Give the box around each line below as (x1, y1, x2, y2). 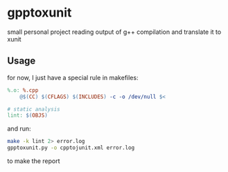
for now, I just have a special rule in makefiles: (7, 73, 139, 82)
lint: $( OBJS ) (7, 112, 49, 119)
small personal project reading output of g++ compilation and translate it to (7, 28, 222, 36)
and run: (7, 124, 31, 133)
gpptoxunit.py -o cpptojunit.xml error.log (7, 144, 135, 151)
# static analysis (7, 106, 60, 113)
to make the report (7, 157, 60, 165)
